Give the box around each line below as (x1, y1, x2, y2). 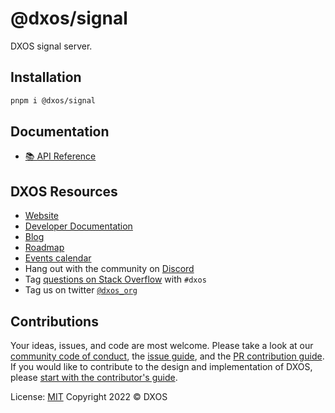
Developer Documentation (24, 220, 133, 232)
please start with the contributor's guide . (10, 372, 178, 384)
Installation (10, 69, 82, 86)
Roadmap (24, 242, 65, 254)
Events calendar (24, 252, 92, 264)
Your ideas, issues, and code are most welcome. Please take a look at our (10, 340, 314, 352)
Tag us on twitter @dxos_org (24, 284, 138, 296)
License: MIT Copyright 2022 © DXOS (10, 391, 168, 403)
